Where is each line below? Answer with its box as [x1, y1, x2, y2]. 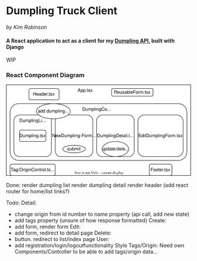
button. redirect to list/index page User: [14, 235, 110, 242]
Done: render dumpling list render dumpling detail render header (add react [6, 181, 189, 189]
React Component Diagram [6, 71, 85, 79]
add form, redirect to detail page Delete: [14, 229, 111, 236]
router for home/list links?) [6, 188, 70, 195]
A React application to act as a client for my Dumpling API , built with [6, 37, 175, 44]
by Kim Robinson [6, 24, 47, 31]
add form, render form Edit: [14, 223, 81, 230]
